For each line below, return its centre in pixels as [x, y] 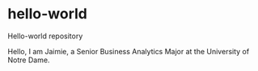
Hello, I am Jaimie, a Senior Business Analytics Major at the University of [129, 51]
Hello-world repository [45, 36]
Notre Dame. [29, 60]
